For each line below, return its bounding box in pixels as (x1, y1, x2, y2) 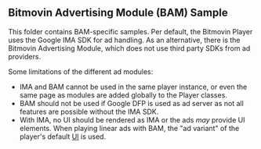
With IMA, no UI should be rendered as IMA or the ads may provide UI (19, 115, 245, 124)
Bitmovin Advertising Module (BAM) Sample (8, 6, 229, 20)
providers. (8, 51, 42, 61)
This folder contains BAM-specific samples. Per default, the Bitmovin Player (8, 27, 253, 36)
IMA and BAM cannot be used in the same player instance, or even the (19, 82, 248, 91)
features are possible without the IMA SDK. (19, 107, 159, 116)
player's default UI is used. (19, 132, 107, 141)
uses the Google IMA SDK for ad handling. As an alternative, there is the (8, 35, 241, 44)
